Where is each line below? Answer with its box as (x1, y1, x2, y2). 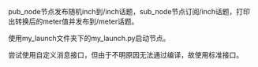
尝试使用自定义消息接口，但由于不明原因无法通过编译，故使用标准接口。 (8, 50, 243, 59)
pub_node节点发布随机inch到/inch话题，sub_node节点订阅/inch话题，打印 (8, 7, 251, 16)
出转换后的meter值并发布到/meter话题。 (8, 17, 139, 26)
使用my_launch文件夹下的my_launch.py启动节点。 (8, 34, 170, 43)
